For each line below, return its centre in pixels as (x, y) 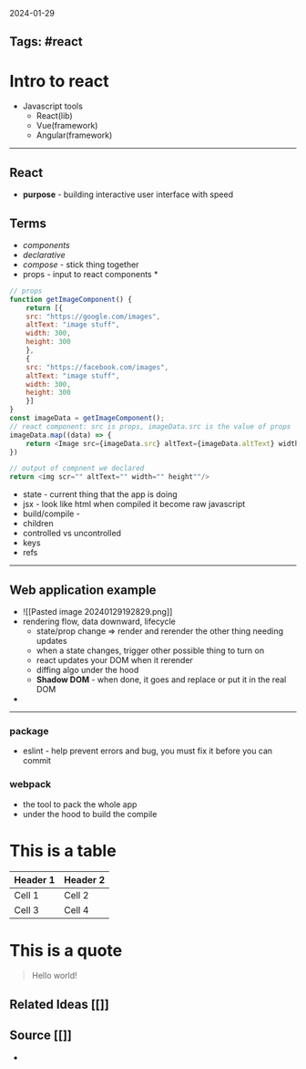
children (38, 524)
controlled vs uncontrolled (71, 534)
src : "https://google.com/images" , (93, 317)
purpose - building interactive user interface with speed (128, 194)
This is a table (63, 851)
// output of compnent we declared (77, 469)
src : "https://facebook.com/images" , (97, 367)
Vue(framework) (67, 126)
